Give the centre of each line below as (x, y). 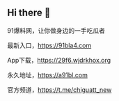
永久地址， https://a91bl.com (48, 75)
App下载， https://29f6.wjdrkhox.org (59, 60)
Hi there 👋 (29, 13)
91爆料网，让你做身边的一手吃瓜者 (56, 30)
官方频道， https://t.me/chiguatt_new (59, 90)
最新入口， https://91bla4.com (49, 45)
